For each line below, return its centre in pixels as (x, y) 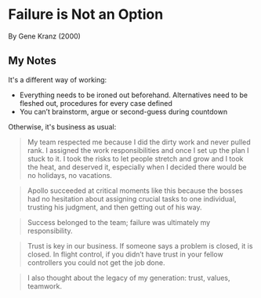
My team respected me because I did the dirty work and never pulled (139, 142)
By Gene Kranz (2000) (44, 36)
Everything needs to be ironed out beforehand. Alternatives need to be (134, 95)
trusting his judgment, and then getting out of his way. (114, 207)
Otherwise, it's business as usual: (62, 126)
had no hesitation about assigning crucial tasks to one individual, (132, 198)
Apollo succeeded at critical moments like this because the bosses (135, 191)
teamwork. (45, 286)
